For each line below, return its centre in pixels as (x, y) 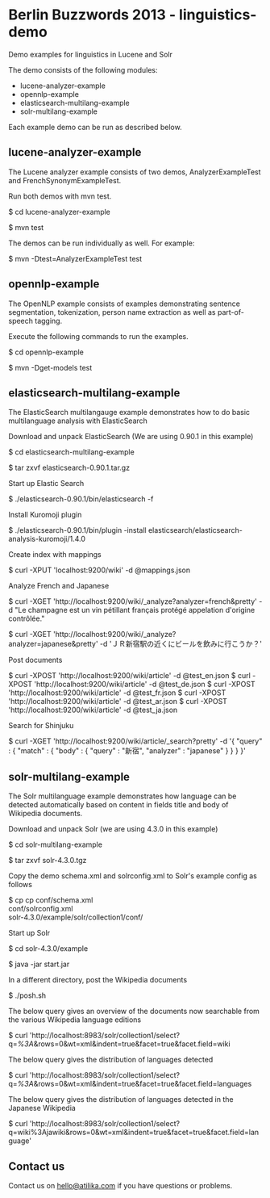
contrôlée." (27, 618)
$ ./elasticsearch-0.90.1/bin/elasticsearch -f (81, 499)
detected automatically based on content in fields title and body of (118, 805)
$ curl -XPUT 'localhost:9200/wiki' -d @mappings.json (100, 570)
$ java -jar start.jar (39, 964)
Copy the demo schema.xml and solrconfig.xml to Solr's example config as (133, 876)
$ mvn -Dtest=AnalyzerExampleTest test (75, 258)
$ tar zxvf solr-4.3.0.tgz (48, 861)
